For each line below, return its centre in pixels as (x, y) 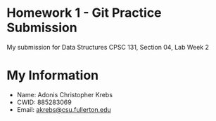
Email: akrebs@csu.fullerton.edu (64, 109)
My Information (53, 76)
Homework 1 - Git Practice (84, 13)
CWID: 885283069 (44, 102)
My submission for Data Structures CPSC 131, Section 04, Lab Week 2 (108, 47)
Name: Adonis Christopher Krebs (65, 94)
